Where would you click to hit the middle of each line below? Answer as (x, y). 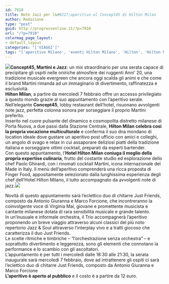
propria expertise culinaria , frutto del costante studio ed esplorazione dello (84, 158)
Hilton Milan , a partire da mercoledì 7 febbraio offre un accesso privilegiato (83, 94)
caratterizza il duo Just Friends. (38, 233)
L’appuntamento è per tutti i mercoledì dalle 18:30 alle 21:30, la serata (77, 254)
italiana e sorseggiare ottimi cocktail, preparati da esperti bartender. (75, 147)
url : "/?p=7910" (22, 33)
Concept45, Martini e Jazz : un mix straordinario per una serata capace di (87, 67)
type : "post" (19, 24)
